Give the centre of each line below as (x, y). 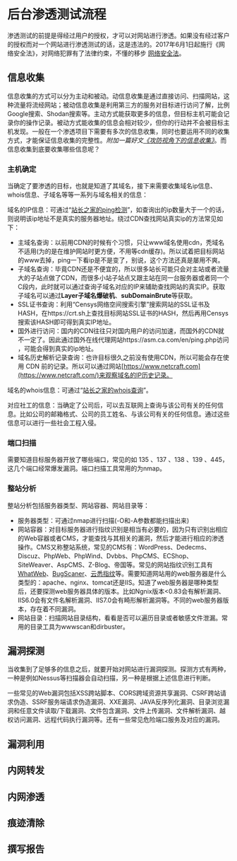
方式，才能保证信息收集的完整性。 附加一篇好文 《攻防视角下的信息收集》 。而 (117, 140)
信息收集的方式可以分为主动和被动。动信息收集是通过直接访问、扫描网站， (115, 96)
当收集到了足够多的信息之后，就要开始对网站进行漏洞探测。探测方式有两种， (119, 669)
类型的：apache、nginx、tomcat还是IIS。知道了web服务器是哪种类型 (118, 582)
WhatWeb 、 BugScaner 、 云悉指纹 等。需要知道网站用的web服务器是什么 (122, 573)
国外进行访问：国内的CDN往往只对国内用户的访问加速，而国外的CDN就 (121, 331)
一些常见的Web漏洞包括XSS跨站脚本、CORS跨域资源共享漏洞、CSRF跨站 (114, 693)
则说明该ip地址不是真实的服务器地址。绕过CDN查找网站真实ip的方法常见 (112, 219)
